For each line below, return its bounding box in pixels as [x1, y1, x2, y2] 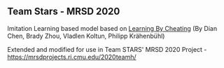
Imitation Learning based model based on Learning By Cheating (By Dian [7, 24, 218, 32]
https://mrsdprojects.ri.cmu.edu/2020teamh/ [7, 53, 136, 61]
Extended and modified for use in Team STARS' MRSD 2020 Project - [7, 45, 207, 53]
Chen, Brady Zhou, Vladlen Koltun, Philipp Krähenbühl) [7, 32, 165, 40]
